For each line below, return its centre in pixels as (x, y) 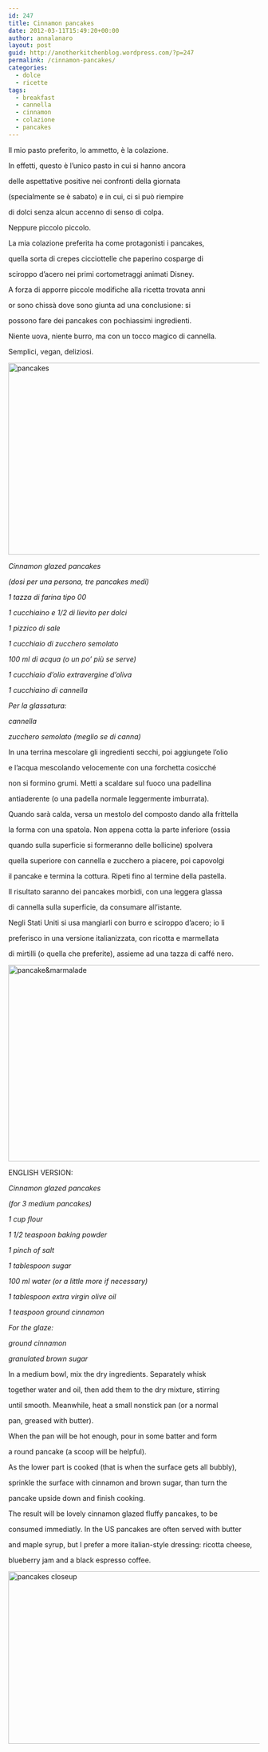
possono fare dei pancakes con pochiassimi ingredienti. (100, 320)
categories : (28, 68)
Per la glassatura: (37, 706)
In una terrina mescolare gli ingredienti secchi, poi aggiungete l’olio (118, 752)
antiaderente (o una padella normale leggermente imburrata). (109, 798)
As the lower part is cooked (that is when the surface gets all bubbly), (122, 1467)
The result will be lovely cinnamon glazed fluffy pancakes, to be (113, 1514)
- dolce (28, 75)
